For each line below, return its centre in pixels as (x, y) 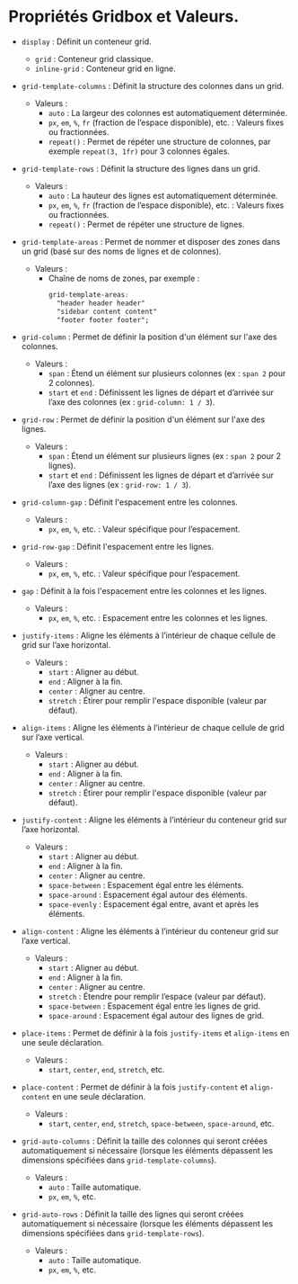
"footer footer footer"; (103, 320)
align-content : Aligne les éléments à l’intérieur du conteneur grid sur (150, 931)
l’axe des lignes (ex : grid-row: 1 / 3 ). (119, 485)
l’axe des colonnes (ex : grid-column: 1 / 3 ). (131, 402)
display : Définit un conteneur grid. (86, 41)
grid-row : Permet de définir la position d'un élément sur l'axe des (143, 419)
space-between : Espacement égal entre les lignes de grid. (154, 1006)
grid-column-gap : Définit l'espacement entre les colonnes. (130, 502)
